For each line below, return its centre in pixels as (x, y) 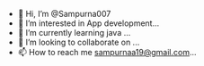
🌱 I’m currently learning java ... (74, 33)
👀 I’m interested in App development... (89, 23)
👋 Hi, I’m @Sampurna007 (64, 14)
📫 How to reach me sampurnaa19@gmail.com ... (107, 52)
